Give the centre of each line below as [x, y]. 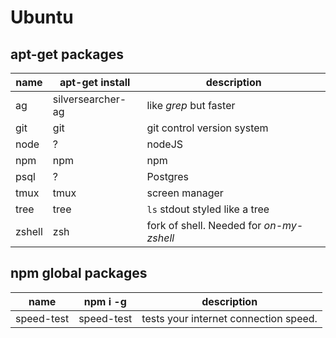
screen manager [185, 193]
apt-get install [95, 82]
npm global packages [79, 273]
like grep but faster [191, 105]
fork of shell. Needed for [204, 225]
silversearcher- [89, 99]
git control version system [207, 128]
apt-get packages [67, 54]
